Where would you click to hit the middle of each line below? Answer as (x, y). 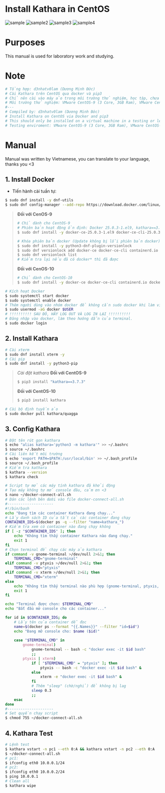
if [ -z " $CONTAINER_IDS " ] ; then (41, 531)
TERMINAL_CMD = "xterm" (36, 577)
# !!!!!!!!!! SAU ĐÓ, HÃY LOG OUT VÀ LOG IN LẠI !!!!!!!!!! (68, 314)
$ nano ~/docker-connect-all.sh (38, 495)
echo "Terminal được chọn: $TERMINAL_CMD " (49, 604)
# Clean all (17, 781)
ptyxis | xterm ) (39, 658)
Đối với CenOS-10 (36, 269)
